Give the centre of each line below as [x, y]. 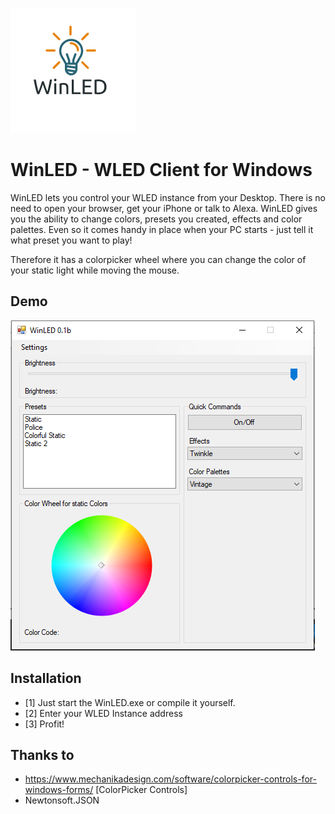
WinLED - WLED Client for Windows [161, 170]
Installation [46, 678]
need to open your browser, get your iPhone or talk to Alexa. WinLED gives [164, 208]
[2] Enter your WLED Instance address [103, 713]
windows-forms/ [59, 790]
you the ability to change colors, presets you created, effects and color [156, 219]
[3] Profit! [44, 724]
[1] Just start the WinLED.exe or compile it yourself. [130, 702]
